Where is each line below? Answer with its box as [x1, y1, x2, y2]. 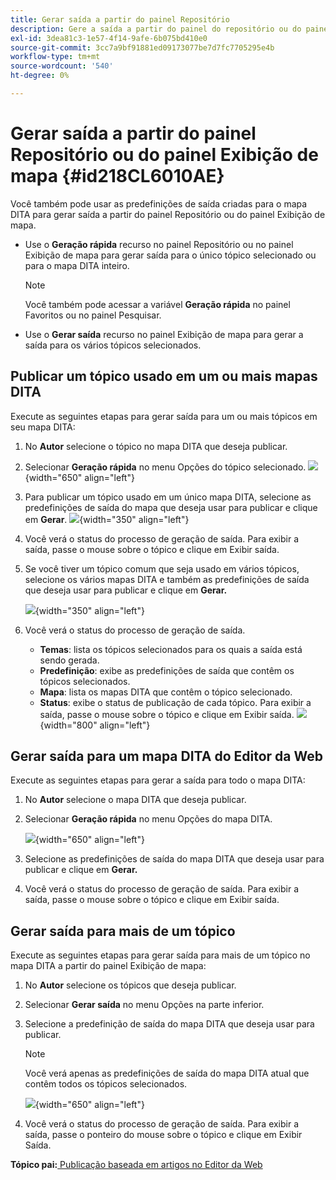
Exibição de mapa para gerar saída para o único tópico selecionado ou [24, 249, 317, 261]
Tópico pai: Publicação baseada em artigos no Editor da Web [10, 1159, 263, 1171]
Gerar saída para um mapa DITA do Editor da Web [10, 748, 323, 765]
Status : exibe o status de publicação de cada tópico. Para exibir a [39, 696, 312, 708]
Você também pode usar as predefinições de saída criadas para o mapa [10, 197, 308, 210]
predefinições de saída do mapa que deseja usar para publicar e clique [24, 501, 318, 513]
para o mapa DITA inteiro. [24, 259, 130, 271]
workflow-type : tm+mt [10, 52, 101, 62]
